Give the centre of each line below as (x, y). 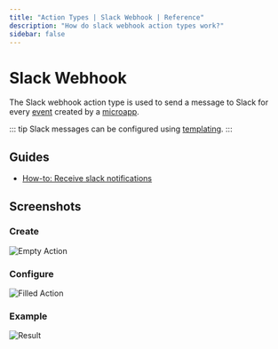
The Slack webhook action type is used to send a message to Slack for (139, 102)
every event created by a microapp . (74, 112)
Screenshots (45, 206)
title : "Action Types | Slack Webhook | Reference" (107, 17)
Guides (30, 157)
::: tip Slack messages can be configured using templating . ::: (121, 129)
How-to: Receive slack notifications (87, 178)
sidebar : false (37, 34)
